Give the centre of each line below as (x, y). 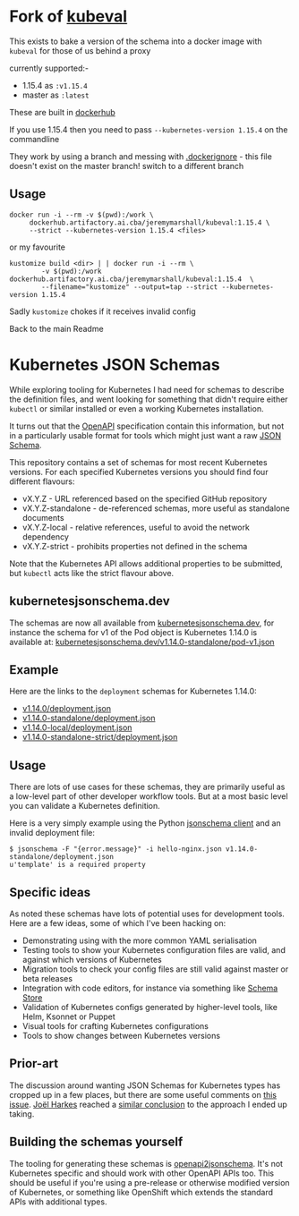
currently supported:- (49, 68)
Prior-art (34, 1063)
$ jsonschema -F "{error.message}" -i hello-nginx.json (115, 849)
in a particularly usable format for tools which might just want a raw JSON (145, 435)
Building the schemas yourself (96, 1142)
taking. (22, 1114)
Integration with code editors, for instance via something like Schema (150, 988)
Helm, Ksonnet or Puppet (69, 1016)
